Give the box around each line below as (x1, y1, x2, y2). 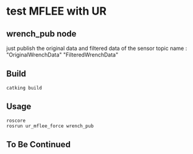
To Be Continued (6, 139, 71, 150)
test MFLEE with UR (6, 4, 107, 18)
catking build (6, 85, 43, 91)
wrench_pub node (6, 29, 77, 39)
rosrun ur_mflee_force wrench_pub (6, 123, 94, 129)
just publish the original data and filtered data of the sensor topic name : (6, 44, 188, 52)
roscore (6, 117, 26, 124)
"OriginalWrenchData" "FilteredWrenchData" (6, 51, 119, 58)
